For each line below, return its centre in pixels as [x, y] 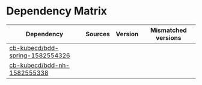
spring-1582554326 [40, 55]
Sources [98, 34]
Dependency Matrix [57, 11]
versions [169, 37]
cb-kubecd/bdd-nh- [40, 65]
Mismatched [169, 30]
